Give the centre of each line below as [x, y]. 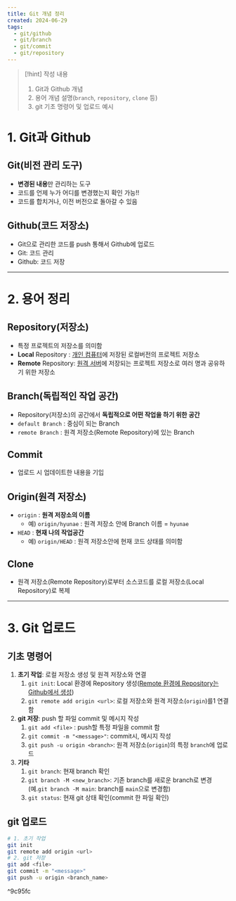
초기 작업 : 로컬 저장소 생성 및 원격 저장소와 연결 [82, 674]
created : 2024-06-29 [38, 20]
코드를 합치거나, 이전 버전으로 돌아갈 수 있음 [78, 201]
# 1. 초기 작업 [26, 838]
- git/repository [39, 53]
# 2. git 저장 [26, 858]
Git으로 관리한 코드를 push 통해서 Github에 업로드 [86, 244]
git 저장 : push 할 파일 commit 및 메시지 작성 [78, 718]
